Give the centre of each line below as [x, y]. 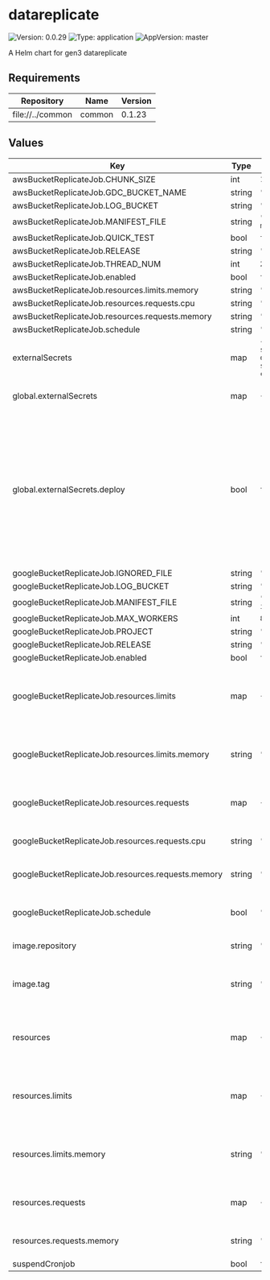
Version [136, 101]
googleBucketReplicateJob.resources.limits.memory [111, 754]
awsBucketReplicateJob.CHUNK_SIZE [84, 179]
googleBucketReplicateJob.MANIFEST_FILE [95, 602]
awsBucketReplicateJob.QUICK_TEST [84, 238]
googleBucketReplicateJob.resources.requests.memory [118, 874]
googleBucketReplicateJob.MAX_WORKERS [95, 618]
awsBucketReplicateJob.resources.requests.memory [112, 316]
